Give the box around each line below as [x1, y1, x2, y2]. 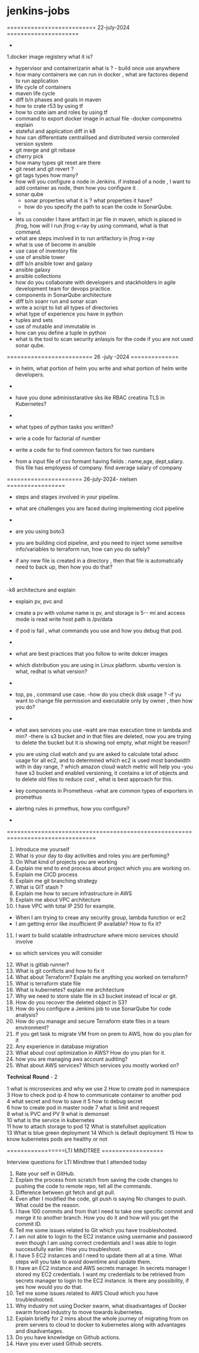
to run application [15, 77, 59, 84]
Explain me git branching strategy [15, 877, 98, 884]
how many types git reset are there [15, 159, 101, 166]
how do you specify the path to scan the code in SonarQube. [24, 203, 173, 210]
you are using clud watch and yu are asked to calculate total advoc [15, 750, 179, 757]
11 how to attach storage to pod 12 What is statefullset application [7, 1122, 166, 1130]
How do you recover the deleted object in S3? [15, 998, 127, 1006]
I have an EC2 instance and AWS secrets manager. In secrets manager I [15, 1264, 190, 1271]
